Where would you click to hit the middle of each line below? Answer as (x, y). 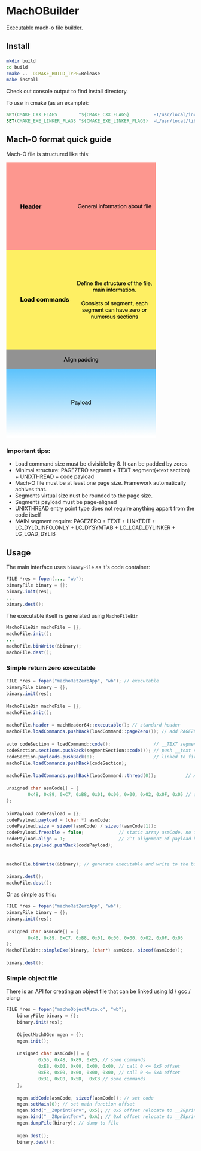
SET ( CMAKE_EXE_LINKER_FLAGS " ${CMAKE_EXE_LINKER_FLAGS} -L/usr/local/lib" (103, 121)
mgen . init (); (33, 1041)
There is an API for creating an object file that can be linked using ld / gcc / (98, 991)
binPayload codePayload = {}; (44, 813)
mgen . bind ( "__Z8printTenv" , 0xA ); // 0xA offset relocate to (95, 1117)
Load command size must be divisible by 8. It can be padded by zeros (101, 464)
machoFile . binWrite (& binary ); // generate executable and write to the (97, 864)
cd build (17, 67)
